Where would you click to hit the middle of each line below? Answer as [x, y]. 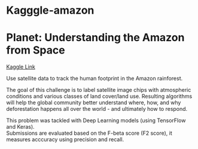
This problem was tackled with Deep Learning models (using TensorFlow [96, 120]
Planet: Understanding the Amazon [95, 38]
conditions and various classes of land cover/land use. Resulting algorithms [99, 97]
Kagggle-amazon [50, 10]
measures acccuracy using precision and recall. [65, 139]
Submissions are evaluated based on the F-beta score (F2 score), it [89, 133]
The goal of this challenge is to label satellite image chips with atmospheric [99, 90]
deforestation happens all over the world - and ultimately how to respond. [97, 109]
